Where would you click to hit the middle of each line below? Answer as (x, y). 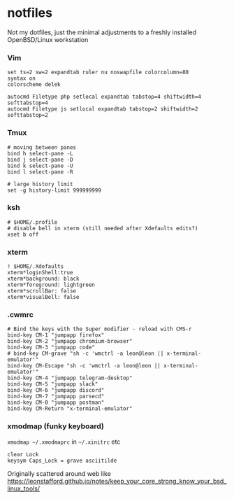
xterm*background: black (43, 279)
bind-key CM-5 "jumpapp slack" (53, 384)
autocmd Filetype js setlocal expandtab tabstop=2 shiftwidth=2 (103, 109)
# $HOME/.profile (32, 222)
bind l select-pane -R (40, 172)
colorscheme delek (34, 85)
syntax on (22, 78)
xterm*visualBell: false (43, 297)
